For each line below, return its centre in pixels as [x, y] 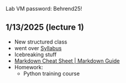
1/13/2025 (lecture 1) [45, 27]
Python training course [52, 73]
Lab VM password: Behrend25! [44, 9]
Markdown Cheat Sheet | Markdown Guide [67, 61]
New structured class [40, 42]
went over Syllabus [38, 48]
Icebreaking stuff [35, 54]
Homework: [28, 67]
